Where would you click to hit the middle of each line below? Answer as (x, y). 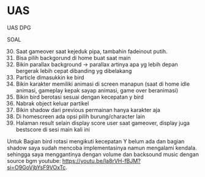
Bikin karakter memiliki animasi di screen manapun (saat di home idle (103, 84)
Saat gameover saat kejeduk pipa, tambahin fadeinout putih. (91, 51)
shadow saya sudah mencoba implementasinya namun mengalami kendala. (102, 148)
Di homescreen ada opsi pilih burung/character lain (80, 116)
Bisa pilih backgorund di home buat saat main (73, 58)
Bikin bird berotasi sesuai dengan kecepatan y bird (80, 97)
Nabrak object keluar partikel (52, 103)
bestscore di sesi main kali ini (53, 129)
